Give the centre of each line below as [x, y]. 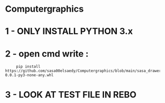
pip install [28, 67]
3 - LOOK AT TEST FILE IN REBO [71, 94]
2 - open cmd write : [47, 53]
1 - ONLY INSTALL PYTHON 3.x [69, 31]
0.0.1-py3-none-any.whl [29, 75]
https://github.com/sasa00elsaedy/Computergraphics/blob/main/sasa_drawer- [84, 71]
